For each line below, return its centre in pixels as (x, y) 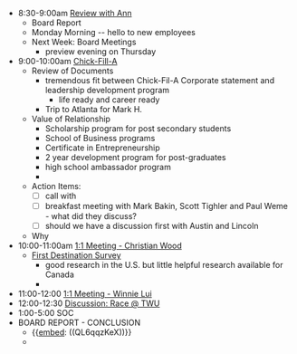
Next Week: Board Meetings (84, 42)
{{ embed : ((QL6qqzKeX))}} (81, 332)
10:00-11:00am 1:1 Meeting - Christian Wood (100, 246)
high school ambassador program (108, 167)
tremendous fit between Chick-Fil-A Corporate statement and (159, 80)
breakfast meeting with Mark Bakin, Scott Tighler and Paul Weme (166, 206)
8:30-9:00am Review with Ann (75, 13)
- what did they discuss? (91, 216)
